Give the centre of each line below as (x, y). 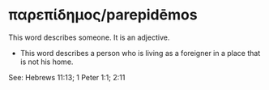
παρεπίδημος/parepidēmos (103, 15)
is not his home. (47, 62)
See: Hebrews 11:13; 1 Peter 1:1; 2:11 (67, 77)
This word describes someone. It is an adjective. (89, 37)
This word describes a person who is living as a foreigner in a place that (140, 53)
